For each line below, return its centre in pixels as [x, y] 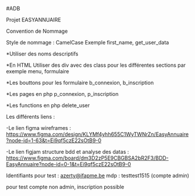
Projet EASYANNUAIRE [34, 20]
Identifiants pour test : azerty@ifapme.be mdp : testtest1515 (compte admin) [97, 176]
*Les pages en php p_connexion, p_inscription [62, 94]
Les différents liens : [30, 117]
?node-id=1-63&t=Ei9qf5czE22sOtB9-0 [54, 140]
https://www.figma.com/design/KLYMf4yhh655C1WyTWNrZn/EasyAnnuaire [97, 134]
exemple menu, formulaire [37, 71]
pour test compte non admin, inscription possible [65, 187]
